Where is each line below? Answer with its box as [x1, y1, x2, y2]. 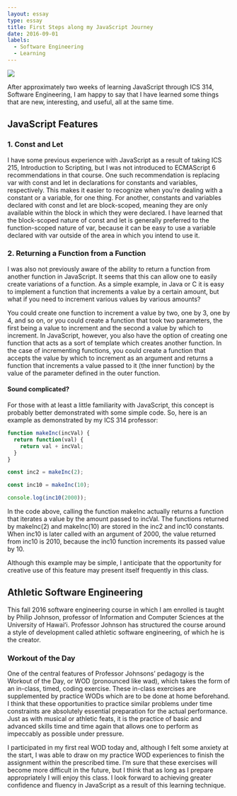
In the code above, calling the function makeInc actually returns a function [7, 508, 224, 516]
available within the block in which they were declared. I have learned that [7, 208, 223, 217]
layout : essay [7, 10, 50, 18]
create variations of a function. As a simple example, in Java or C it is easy [7, 279, 224, 288]
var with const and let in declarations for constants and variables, [7, 178, 198, 186]
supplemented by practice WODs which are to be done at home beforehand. [7, 692, 230, 700]
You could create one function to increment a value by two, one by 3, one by [7, 308, 231, 317]
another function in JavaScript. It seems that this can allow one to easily [7, 272, 217, 281]
